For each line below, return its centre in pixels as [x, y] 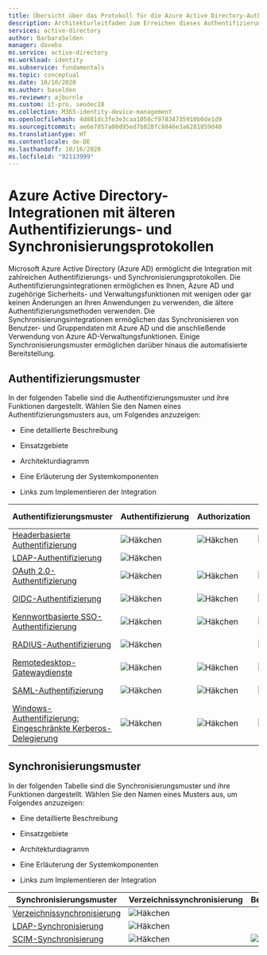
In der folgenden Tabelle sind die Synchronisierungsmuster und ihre [119, 785]
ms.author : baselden [43, 90]
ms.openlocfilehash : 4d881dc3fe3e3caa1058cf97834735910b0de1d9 [115, 120]
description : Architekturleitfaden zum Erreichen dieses [104, 23]
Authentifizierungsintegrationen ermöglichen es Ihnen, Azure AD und [121, 286]
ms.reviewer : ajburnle [46, 97]
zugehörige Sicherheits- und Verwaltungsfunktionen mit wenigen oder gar [130, 294]
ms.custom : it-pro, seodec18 [56, 104]
